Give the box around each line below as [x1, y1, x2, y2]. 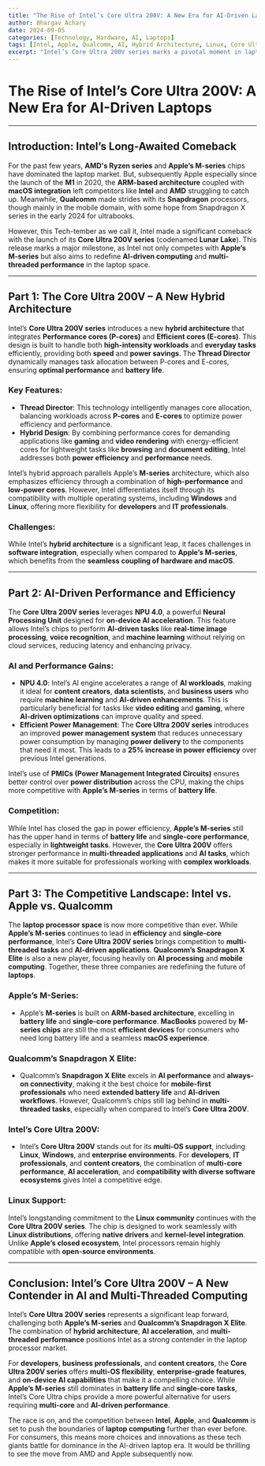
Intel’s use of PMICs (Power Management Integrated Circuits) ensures [8, 769, 240, 779]
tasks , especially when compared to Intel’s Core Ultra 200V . [51, 1104, 250, 1114]
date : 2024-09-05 [8, 26, 65, 34]
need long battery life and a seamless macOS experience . [19, 1033, 210, 1043]
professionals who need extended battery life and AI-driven [19, 1087, 220, 1096]
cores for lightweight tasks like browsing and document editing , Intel [19, 445, 246, 454]
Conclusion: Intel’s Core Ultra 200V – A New [8, 1276, 229, 1289]
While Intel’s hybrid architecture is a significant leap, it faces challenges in [8, 539, 251, 549]
